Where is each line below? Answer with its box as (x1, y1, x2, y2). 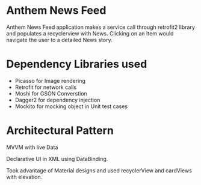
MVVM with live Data (6, 144, 58, 151)
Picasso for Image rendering (14, 77, 86, 84)
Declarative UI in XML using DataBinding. (6, 155, 108, 162)
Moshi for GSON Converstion (14, 89, 87, 97)
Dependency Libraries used (6, 58, 147, 71)
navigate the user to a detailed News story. (6, 36, 113, 43)
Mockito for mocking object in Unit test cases (14, 103, 128, 110)
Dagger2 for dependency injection (14, 96, 100, 103)
